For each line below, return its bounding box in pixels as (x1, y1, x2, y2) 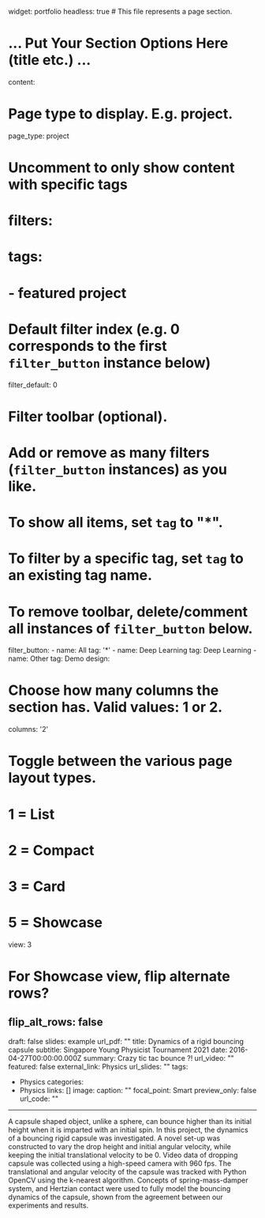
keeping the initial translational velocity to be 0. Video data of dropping (8, 1150, 238, 1160)
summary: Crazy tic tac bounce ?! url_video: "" (83, 1053, 234, 1062)
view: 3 (8, 940, 32, 949)
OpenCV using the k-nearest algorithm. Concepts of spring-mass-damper (8, 1175, 248, 1185)
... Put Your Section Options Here (8, 35, 229, 52)
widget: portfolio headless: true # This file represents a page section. (8, 7, 233, 16)
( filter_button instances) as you (8, 460, 227, 478)
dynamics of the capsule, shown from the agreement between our (8, 1192, 223, 1201)
